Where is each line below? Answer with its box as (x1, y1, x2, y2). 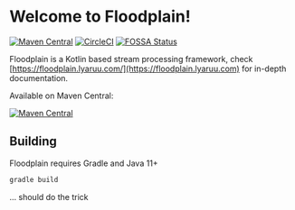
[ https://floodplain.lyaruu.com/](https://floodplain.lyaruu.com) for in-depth (9, 63, 287, 74)
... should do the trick (9, 191, 89, 202)
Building (9, 133, 57, 150)
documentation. (9, 72, 69, 83)
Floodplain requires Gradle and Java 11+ (9, 158, 158, 169)
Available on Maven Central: (9, 90, 114, 101)
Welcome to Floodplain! (9, 6, 192, 27)
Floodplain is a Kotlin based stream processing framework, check (9, 53, 253, 64)
